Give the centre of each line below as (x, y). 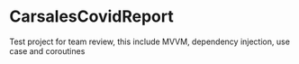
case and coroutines (47, 50)
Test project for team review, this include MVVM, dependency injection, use (150, 41)
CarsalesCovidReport (91, 17)
